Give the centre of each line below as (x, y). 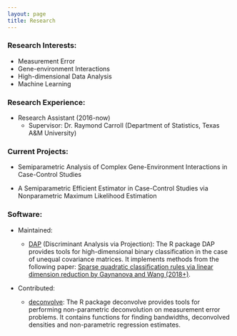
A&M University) (52, 133)
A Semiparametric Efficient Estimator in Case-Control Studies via (113, 188)
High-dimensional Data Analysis (65, 76)
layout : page (27, 14)
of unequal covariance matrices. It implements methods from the (123, 259)
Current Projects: (38, 152)
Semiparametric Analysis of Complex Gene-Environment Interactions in (122, 167)
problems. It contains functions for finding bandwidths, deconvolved (129, 317)
